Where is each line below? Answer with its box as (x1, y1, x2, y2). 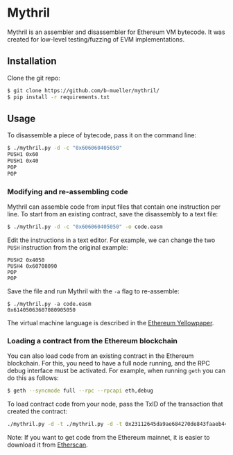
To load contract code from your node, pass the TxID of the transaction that (7, 400, 223, 409)
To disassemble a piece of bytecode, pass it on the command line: (7, 131, 196, 139)
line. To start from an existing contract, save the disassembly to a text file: (7, 209, 218, 218)
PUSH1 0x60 (7, 151, 39, 158)
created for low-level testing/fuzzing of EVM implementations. (7, 35, 185, 43)
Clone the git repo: (7, 74, 61, 82)
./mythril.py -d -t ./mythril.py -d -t (7, 421, 123, 428)
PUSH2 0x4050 (7, 257, 45, 264)
